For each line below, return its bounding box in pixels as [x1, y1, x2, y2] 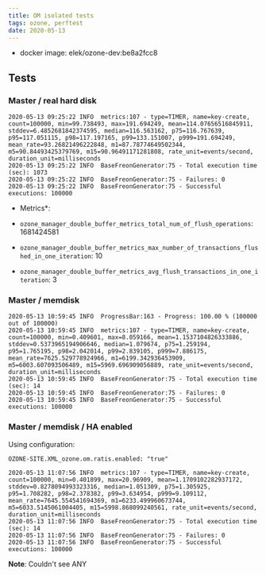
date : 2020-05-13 [8, 26, 66, 34]
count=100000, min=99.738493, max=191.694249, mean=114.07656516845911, [8, 120, 254, 128]
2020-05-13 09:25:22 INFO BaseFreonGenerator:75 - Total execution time [8, 162, 258, 170]
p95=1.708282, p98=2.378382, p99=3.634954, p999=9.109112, [8, 489, 208, 497]
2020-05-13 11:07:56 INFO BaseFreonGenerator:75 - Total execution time [8, 517, 258, 525]
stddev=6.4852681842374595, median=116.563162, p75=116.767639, [8, 127, 226, 135]
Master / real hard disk [8, 95, 97, 106]
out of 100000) [8, 319, 59, 328]
